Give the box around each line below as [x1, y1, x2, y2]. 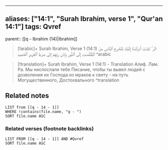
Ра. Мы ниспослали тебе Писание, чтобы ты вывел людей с [17, 66, 146, 72]
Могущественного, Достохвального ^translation [17, 77, 119, 83]
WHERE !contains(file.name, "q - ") [5, 109, 81, 114]
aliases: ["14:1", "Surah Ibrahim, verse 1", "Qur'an [5, 14, 163, 23]
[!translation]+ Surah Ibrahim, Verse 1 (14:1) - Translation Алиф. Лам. [17, 61, 159, 67]
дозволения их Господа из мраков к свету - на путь [17, 71, 128, 77]
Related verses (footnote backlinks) [5, 125, 94, 132]
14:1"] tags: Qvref [5, 22, 61, 31]
